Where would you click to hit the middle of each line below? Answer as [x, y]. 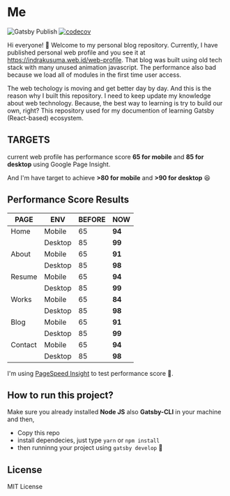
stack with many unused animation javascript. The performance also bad [112, 67]
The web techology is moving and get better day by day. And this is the [109, 88]
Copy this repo [39, 433]
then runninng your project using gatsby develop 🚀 [90, 448]
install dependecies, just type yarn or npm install [89, 440]
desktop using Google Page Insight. [59, 164]
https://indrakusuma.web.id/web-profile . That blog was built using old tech [115, 59]
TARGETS [29, 140]
